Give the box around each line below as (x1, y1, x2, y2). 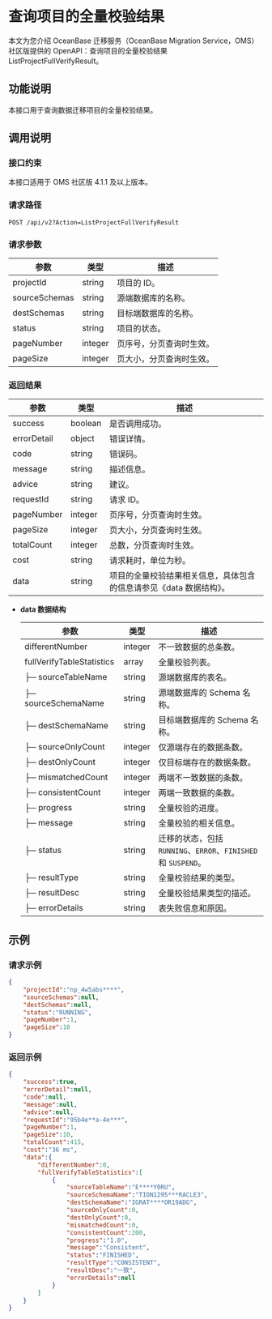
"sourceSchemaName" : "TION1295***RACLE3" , (66, 1191, 208, 1199)
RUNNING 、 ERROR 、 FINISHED (158, 845, 258, 856)
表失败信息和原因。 (158, 903, 232, 914)
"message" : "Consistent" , (66, 1244, 151, 1252)
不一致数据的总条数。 (158, 642, 240, 653)
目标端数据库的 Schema (158, 715, 249, 726)
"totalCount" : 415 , (23, 1138, 85, 1146)
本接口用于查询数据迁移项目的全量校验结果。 (8, 105, 158, 114)
